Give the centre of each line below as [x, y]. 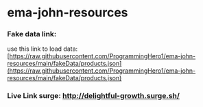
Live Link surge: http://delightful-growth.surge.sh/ [94, 96]
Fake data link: [32, 34]
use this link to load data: [43, 49]
